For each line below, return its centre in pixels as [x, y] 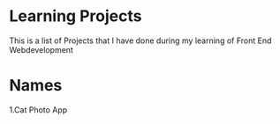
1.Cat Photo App [38, 109]
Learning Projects [76, 16]
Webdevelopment [41, 49]
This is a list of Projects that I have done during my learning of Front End [140, 40]
